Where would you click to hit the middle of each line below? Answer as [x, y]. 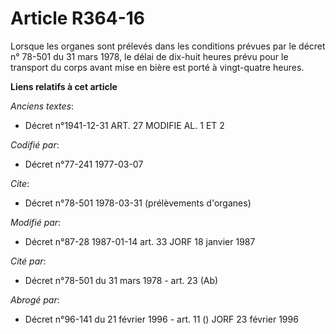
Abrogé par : [35, 299]
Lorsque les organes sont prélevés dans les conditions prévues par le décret [168, 46]
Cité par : [28, 261]
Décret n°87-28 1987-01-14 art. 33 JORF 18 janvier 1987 [140, 241]
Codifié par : [35, 144]
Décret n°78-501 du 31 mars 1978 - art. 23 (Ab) [121, 280]
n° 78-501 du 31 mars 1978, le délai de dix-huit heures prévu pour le [149, 56]
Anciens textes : [42, 106]
